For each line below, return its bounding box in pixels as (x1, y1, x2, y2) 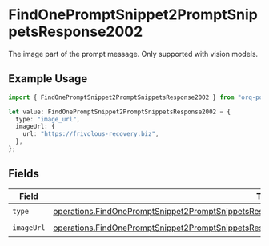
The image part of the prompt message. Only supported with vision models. (8, 49, 259, 58)
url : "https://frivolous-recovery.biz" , (22, 130, 159, 138)
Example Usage (8, 72, 88, 85)
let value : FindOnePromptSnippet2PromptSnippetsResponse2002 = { (8, 108, 231, 116)
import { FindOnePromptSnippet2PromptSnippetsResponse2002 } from (8, 93, 235, 101)
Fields (8, 167, 40, 181)
